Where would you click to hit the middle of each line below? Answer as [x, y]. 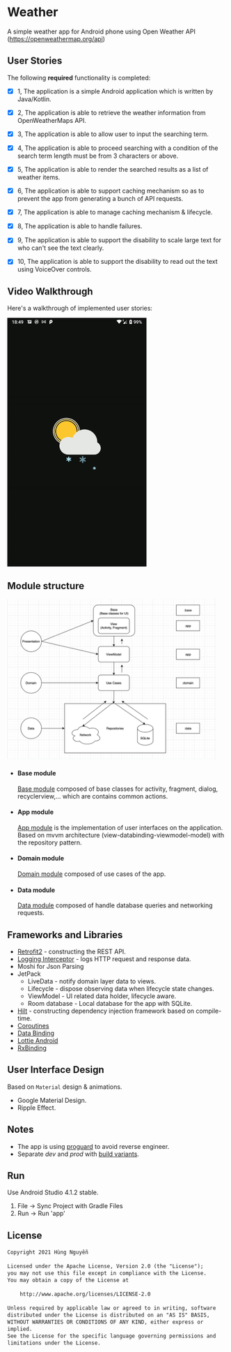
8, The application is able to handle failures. [80, 226]
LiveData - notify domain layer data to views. [92, 981]
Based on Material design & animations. [65, 1087]
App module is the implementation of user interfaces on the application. [120, 827]
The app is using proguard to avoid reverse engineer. [93, 1146]
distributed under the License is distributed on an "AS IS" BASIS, [109, 1315]
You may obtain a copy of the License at [68, 1280]
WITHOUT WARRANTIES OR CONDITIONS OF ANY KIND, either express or [105, 1322]
